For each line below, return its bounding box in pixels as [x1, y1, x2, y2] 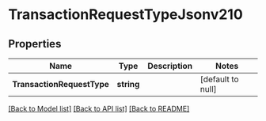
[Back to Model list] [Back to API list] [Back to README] [8, 104, 190, 113]
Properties [8, 37, 62, 51]
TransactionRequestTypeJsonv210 [8, 6, 243, 24]
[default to [199, 74, 239, 85]
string [116, 79, 140, 89]
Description [147, 61, 192, 71]
